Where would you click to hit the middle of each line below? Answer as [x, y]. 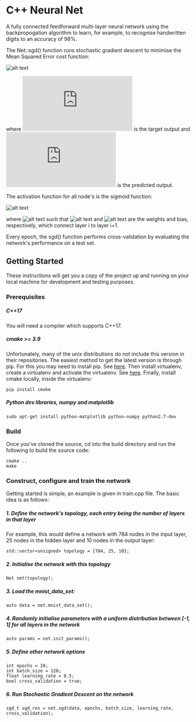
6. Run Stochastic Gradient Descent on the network [70, 694]
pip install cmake [28, 389]
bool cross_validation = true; [44, 681]
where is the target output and [98, 129]
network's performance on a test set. [51, 243]
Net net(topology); [30, 578]
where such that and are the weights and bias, [97, 219]
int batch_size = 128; [34, 671]
